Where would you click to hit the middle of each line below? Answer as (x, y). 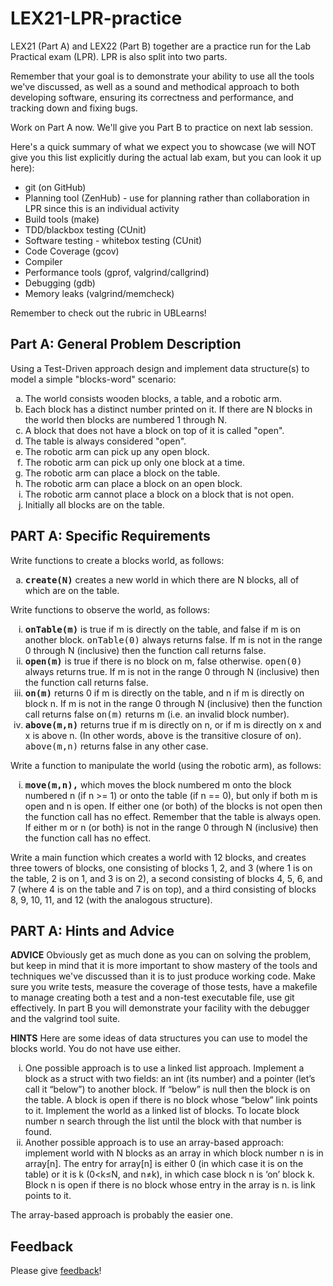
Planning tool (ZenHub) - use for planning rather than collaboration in (167, 198)
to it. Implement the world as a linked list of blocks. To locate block (162, 1111)
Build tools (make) (62, 219)
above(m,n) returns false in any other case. (116, 746)
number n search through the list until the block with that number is (163, 1121)
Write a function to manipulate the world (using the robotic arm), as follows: (166, 765)
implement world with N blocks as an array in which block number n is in (174, 1153)
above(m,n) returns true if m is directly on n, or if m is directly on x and (173, 724)
